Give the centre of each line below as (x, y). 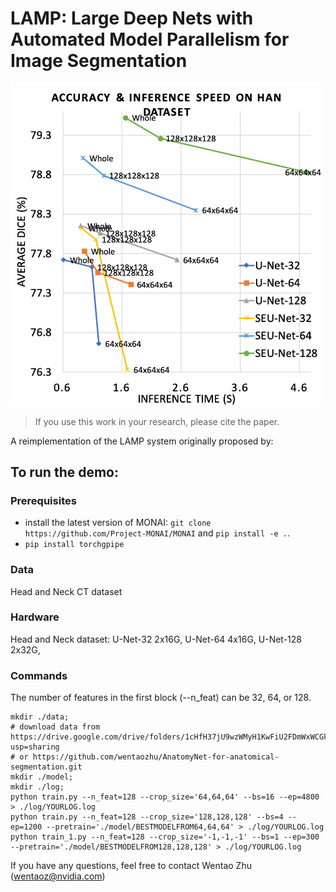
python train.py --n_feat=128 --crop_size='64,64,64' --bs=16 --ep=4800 (165, 797)
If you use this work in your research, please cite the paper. (157, 421)
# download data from (55, 727)
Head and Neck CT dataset (66, 591)
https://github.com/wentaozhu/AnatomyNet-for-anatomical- (156, 757)
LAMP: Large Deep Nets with (132, 18)
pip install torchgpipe (74, 545)
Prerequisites (43, 500)
